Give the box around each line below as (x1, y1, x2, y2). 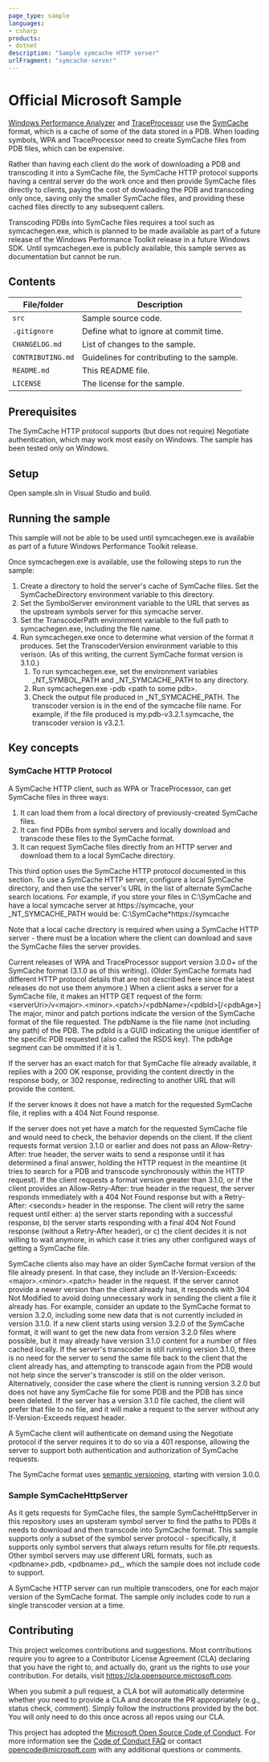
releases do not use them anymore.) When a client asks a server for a (8, 982, 238, 992)
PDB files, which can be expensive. (8, 143, 124, 153)
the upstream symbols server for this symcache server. (19, 607, 203, 616)
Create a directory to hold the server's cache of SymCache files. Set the (19, 581, 259, 591)
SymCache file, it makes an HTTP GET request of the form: (8, 991, 203, 1001)
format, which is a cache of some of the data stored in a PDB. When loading (8, 126, 259, 136)
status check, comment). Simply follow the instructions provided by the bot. (8, 1703, 259, 1713)
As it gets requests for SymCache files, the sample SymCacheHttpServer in (8, 1508, 259, 1517)
